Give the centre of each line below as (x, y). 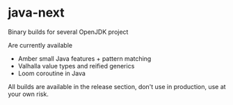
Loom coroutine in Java (52, 73)
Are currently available (40, 45)
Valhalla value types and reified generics (76, 66)
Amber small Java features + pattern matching (85, 58)
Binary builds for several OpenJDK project (68, 32)
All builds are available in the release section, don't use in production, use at (117, 86)
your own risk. (29, 94)
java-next (36, 13)
